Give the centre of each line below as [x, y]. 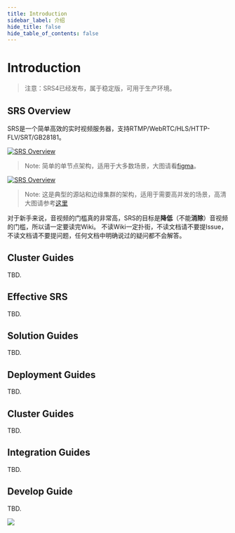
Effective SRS [38, 297]
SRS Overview [39, 110]
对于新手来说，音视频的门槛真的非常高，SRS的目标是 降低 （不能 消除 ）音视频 [117, 218]
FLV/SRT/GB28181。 [36, 137]
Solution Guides [43, 336]
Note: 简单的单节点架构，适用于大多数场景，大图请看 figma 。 [112, 166]
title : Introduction [38, 14]
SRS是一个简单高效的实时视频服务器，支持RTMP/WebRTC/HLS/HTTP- [109, 128]
